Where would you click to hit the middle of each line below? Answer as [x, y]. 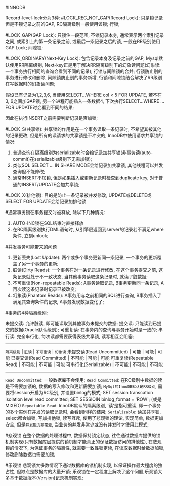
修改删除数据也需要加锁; [30, 454]
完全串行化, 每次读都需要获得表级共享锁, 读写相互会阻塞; [75, 336]
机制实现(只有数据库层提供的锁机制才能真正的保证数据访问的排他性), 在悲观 [83, 442]
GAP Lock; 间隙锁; [24, 48]
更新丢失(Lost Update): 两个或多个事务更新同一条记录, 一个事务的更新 [85, 257]
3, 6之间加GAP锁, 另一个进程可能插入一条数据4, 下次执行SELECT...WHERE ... [85, 101]
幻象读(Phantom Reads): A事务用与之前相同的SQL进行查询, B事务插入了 [87, 295]
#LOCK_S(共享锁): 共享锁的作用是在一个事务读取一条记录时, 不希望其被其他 [83, 129]
